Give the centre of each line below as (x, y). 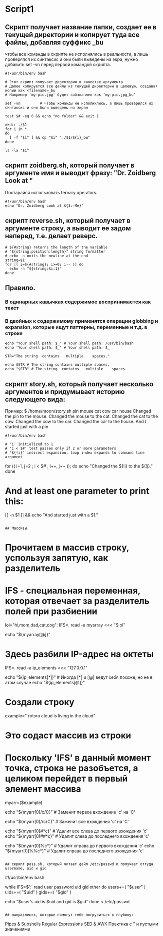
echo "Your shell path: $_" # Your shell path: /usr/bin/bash (69, 343)
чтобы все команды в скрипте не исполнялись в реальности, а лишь (77, 54)
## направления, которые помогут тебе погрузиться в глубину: (69, 915)
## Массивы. (17, 528)
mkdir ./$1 (16, 125)
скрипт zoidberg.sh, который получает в (70, 166)
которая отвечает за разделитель (77, 601)
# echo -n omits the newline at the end (47, 256)
